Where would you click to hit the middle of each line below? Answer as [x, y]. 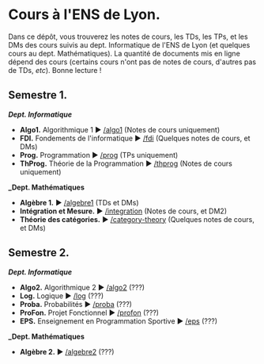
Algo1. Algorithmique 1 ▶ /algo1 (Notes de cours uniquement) [120, 129]
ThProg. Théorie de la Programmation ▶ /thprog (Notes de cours [126, 163]
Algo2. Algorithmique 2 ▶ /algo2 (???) [82, 287]
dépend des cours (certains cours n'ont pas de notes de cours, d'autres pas [132, 62]
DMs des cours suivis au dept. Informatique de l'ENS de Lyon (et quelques [129, 44]
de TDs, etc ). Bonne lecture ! [55, 70]
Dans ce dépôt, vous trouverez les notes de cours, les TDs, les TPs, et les [128, 36]
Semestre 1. [38, 96]
